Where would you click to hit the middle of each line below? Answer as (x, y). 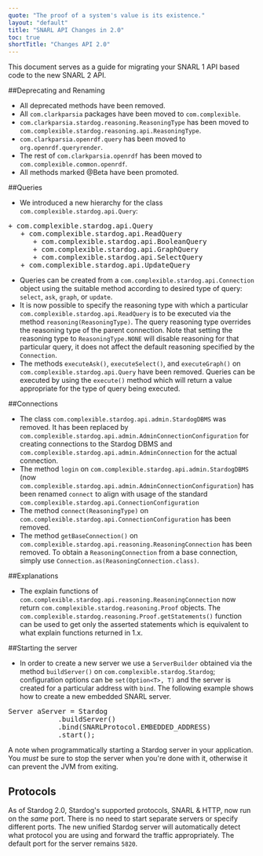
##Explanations (33, 576)
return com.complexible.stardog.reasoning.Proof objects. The (120, 608)
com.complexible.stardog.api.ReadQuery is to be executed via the (125, 314)
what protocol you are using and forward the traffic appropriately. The (121, 835)
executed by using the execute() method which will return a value (126, 381)
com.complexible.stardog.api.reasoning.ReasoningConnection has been (136, 544)
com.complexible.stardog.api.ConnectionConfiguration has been (125, 519)
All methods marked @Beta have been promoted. (99, 173)
